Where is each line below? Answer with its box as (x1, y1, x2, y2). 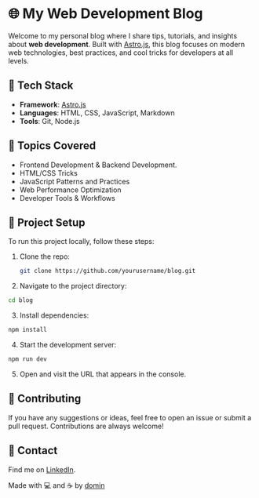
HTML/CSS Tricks (19, 168, 78, 177)
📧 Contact (8, 444, 58, 457)
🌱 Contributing (8, 392, 82, 405)
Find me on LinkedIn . (8, 464, 76, 474)
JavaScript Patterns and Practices (19, 176, 130, 186)
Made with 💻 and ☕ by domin (8, 480, 105, 490)
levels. (8, 56, 29, 65)
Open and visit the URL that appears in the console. (19, 369, 187, 379)
